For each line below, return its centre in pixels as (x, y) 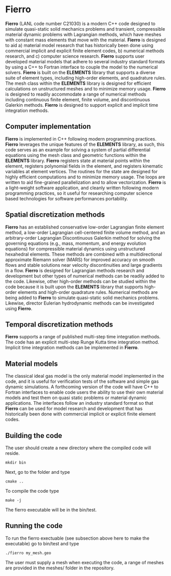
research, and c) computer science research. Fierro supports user (75, 56)
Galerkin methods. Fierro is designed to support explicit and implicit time (82, 105)
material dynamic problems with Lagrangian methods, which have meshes (83, 34)
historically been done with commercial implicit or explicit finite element (81, 414)
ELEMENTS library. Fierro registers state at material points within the (78, 160)
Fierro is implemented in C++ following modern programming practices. (81, 139)
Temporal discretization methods (59, 324)
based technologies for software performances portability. (67, 198)
